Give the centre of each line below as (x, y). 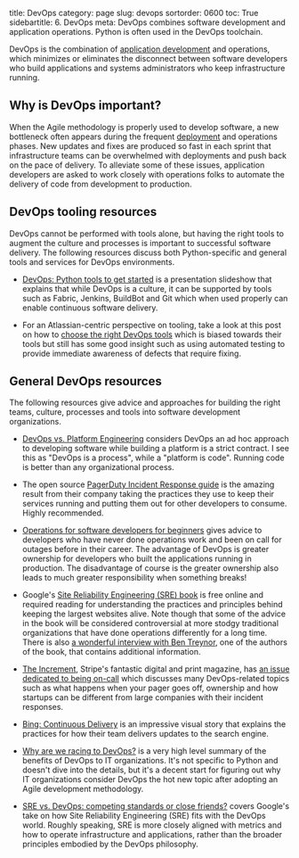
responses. (43, 707)
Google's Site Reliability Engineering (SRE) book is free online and (143, 595)
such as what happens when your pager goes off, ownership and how (150, 688)
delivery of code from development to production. (101, 184)
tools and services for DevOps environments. (92, 261)
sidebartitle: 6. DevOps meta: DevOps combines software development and (148, 22)
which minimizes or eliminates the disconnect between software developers (148, 58)
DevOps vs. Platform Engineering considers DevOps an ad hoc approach (155, 439)
